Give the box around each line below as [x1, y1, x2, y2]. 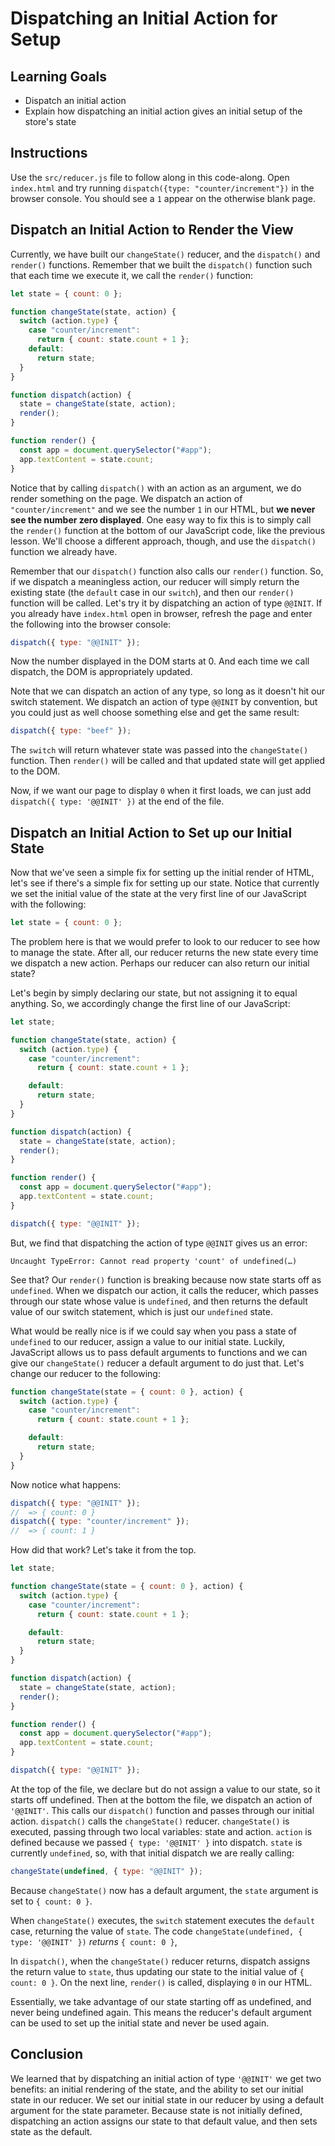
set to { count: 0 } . [10, 1895, 93, 1907]
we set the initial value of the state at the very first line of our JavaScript [10, 888, 307, 900]
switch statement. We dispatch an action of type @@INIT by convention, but [10, 696, 318, 708]
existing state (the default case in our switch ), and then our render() [10, 586, 295, 598]
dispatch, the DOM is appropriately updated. [10, 666, 193, 678]
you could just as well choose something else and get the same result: [10, 707, 300, 719]
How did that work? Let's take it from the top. [10, 1544, 197, 1556]
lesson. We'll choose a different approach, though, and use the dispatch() [10, 535, 317, 547]
